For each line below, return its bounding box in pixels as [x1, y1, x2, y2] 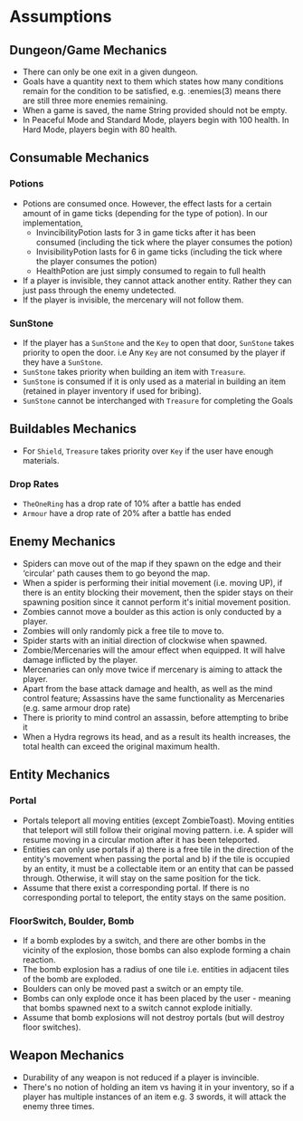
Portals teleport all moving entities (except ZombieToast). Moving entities [22, 815, 295, 826]
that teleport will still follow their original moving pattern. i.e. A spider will [22, 824, 294, 835]
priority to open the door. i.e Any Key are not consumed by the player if [22, 347, 286, 358]
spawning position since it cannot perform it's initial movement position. [22, 596, 291, 608]
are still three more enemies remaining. [22, 95, 168, 106]
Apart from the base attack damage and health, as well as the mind [22, 683, 273, 694]
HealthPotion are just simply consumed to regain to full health [35, 265, 267, 276]
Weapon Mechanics [9, 1048, 125, 1063]
